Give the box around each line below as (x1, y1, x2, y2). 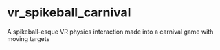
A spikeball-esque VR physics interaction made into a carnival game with (7, 27, 214, 36)
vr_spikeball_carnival (7, 5, 131, 21)
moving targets (7, 34, 50, 42)
